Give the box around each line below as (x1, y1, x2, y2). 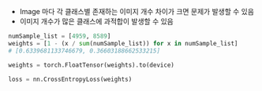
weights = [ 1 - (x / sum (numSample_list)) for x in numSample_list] (8, 39, 238, 47)
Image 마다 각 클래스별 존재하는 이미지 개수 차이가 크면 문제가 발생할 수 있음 (19, 7, 255, 16)
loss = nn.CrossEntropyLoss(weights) (8, 75, 133, 83)
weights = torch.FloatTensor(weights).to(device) (8, 61, 175, 69)
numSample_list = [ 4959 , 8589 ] (8, 32, 111, 40)
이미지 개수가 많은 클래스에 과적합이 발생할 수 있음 (19, 16, 174, 26)
